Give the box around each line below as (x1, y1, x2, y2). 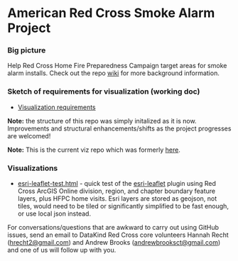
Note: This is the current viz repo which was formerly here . (7, 145, 181, 154)
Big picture (7, 45, 46, 55)
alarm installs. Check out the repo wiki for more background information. (7, 69, 220, 77)
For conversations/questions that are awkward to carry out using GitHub (7, 223, 219, 232)
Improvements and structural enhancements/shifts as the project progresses (7, 124, 232, 133)
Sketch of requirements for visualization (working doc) (7, 87, 200, 96)
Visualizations (7, 163, 58, 173)
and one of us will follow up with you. (7, 246, 117, 255)
